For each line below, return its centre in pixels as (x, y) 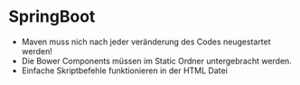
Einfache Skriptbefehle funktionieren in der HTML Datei (124, 71)
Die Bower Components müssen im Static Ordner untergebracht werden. (157, 61)
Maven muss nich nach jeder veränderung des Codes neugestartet (146, 42)
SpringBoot (52, 17)
